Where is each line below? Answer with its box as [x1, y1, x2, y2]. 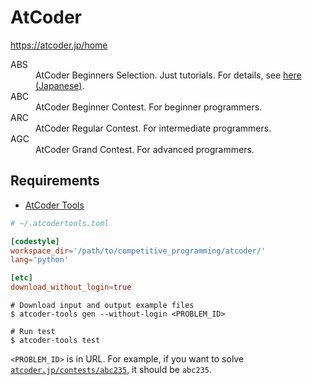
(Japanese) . [35, 79, 85, 91]
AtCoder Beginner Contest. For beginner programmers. [35, 101, 263, 113]
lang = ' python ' [10, 255, 70, 265]
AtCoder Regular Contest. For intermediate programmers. [35, 122, 272, 134]
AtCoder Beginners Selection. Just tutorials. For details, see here [35, 69, 302, 81]
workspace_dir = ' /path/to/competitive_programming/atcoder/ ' [10, 246, 267, 256]
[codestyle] [10, 236, 60, 246]
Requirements [10, 172, 100, 190]
